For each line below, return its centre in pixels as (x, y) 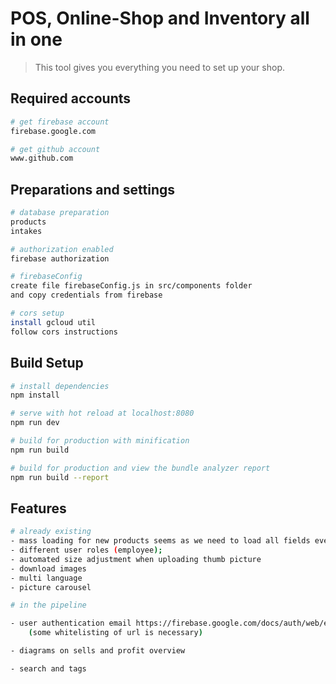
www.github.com (42, 158)
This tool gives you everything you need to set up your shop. (159, 67)
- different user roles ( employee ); (86, 550)
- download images (48, 568)
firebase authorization (60, 258)
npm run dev (35, 423)
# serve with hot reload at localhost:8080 (102, 413)
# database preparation (60, 213)
